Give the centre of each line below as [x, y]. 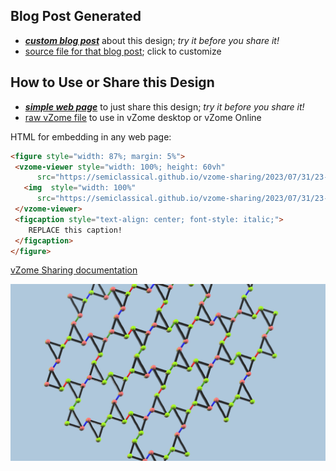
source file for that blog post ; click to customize [123, 51]
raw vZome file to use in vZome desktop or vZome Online [143, 117]
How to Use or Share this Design [112, 82]
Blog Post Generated [76, 16]
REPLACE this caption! [75, 230]
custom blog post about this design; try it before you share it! [152, 40]
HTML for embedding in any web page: [91, 136]
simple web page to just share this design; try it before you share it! [164, 106]
